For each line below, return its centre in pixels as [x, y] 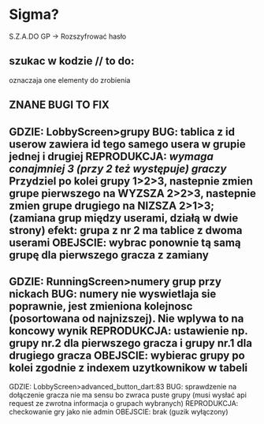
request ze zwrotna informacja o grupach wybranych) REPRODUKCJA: [124, 404]
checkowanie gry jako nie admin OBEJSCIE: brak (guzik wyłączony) [119, 412]
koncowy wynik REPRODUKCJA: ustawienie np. [128, 331]
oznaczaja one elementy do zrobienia [70, 80]
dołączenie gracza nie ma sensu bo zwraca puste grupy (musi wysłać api [128, 395]
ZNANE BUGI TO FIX [59, 105]
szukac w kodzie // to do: [72, 61]
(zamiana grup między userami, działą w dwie [124, 218]
